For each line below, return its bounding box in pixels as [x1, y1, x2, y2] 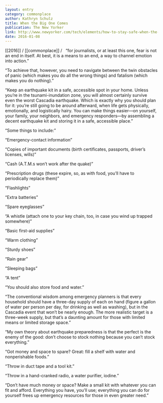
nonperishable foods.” [5, 353, 49, 360]
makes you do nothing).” [5, 77, 54, 83]
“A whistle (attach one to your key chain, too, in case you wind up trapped [5, 213, 153, 219]
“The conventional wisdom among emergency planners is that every [5, 294, 142, 299]
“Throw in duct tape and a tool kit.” [5, 363, 75, 369]
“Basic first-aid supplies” [5, 228, 55, 233]
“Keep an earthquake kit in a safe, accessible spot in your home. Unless [5, 87, 149, 93]
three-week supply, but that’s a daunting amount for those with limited [5, 314, 146, 320]
